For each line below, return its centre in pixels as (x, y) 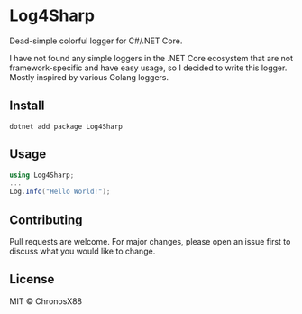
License (32, 279)
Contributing (46, 220)
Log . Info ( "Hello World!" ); (60, 192)
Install (27, 106)
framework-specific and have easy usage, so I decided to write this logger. (148, 68)
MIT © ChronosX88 (46, 301)
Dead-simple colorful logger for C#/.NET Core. (96, 41)
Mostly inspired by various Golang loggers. (89, 77)
